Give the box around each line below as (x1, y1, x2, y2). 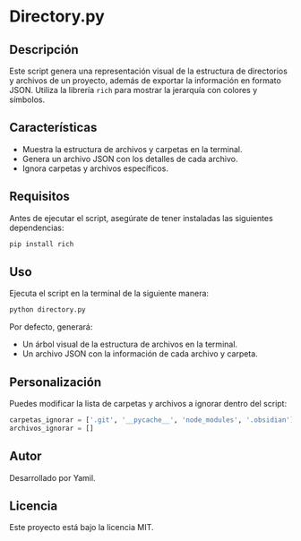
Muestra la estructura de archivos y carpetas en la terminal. (21, 143, 244, 154)
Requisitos (9, 189, 70, 204)
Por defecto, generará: (9, 322, 93, 332)
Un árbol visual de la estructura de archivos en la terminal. (21, 339, 238, 350)
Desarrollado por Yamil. (9, 472, 96, 483)
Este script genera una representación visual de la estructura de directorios (9, 65, 288, 76)
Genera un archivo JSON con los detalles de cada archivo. (21, 153, 238, 164)
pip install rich (9, 239, 74, 248)
